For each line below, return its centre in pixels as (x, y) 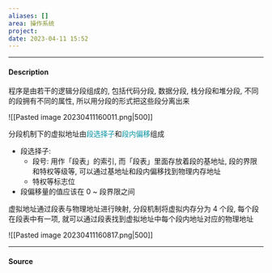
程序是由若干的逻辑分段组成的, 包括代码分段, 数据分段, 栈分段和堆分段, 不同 (134, 91)
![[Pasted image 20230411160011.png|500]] (81, 117)
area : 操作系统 (32, 23)
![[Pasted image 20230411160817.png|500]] (81, 235)
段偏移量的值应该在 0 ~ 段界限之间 (77, 192)
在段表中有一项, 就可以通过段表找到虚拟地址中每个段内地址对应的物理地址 (131, 219)
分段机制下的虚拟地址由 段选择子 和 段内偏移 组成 (86, 134)
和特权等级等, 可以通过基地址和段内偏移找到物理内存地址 (126, 172)
